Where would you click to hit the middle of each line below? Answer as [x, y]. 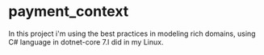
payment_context [69, 12]
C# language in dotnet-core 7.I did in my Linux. [86, 41]
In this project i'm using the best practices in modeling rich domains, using [132, 33]
